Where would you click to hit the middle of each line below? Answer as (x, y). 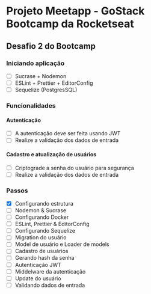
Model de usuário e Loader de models (62, 244)
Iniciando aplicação (35, 63)
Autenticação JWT (38, 265)
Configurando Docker (42, 217)
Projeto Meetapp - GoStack (75, 11)
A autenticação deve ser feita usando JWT (68, 133)
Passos (17, 191)
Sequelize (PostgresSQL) (46, 90)
